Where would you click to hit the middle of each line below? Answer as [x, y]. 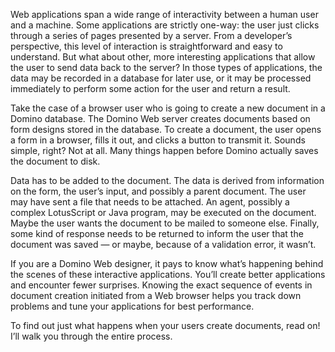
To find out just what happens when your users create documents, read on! [165, 325]
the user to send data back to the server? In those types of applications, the [166, 67]
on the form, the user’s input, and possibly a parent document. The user [158, 191]
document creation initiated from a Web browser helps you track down [156, 295]
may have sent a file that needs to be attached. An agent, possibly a [150, 202]
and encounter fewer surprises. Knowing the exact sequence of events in [161, 285]
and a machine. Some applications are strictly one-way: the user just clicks [165, 25]
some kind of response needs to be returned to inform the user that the [157, 233]
